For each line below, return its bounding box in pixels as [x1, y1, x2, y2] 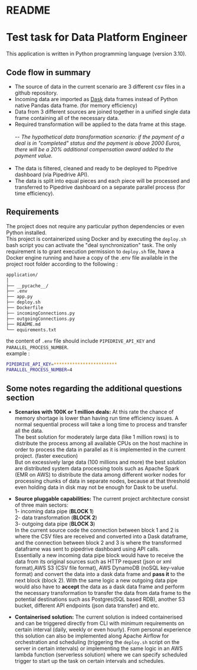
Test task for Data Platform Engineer [6, 31, 188, 44]
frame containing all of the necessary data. [14, 114, 120, 121]
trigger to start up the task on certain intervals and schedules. [14, 657, 165, 664]
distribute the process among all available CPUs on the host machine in [14, 439, 188, 446]
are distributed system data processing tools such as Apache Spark [14, 465, 180, 472]
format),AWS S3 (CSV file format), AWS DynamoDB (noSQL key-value [14, 564, 185, 571]
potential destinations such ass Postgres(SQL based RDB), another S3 [14, 595, 185, 603]
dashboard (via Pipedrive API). [14, 171, 90, 178]
